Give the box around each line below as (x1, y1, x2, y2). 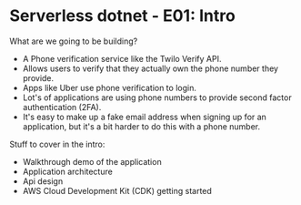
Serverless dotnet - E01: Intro (9, 5, 236, 26)
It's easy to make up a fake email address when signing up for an (22, 111, 266, 122)
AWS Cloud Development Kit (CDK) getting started (22, 185, 212, 196)
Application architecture (22, 166, 114, 177)
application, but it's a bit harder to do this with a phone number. (22, 120, 261, 132)
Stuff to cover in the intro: (9, 138, 105, 149)
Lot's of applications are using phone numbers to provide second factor (22, 92, 293, 103)
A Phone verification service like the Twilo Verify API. (22, 53, 222, 64)
